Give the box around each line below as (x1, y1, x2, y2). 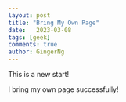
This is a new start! (8, 70, 70, 78)
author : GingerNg (8, 48, 65, 56)
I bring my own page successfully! (8, 85, 119, 94)
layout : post (8, 11, 51, 20)
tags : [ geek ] (8, 33, 51, 42)
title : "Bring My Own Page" (8, 19, 100, 27)
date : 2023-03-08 (8, 26, 72, 34)
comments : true (8, 41, 58, 49)
